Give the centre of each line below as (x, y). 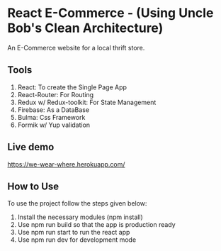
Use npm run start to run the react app (74, 233)
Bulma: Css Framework (51, 117)
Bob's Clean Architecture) (85, 28)
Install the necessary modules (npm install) (80, 217)
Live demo (31, 147)
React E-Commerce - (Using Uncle (110, 13)
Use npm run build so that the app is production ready (96, 225)
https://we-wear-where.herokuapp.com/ (66, 164)
